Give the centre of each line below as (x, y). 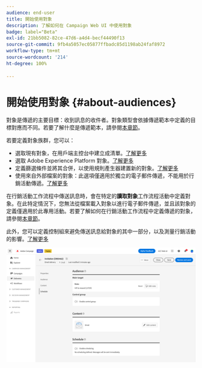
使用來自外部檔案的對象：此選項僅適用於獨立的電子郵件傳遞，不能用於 (102, 176)
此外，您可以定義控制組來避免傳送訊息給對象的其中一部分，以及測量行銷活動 (101, 231)
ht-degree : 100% (26, 63)
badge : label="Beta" (32, 32)
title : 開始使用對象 (29, 19)
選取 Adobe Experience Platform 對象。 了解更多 (74, 161)
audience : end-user (31, 13)
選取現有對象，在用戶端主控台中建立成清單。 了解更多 (81, 153)
